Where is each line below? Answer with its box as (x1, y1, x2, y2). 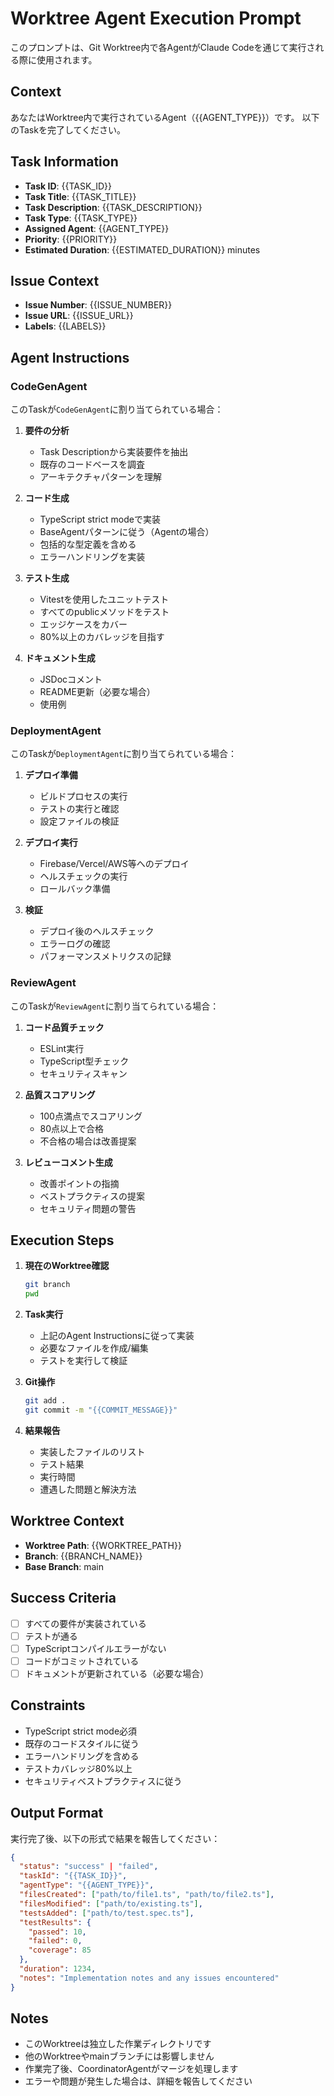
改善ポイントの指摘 (39, 1177, 120, 1189)
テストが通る (24, 1630, 78, 1642)
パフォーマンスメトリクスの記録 (39, 950, 172, 962)
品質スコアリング (24, 1088, 96, 1101)
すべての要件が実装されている (24, 1617, 147, 1629)
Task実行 (24, 1308, 64, 1321)
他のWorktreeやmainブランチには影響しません (24, 2050, 215, 2062)
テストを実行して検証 (39, 1355, 128, 1367)
